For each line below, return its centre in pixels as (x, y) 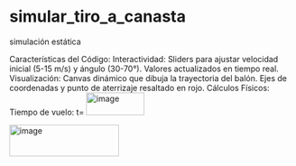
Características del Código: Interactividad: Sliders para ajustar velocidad (144, 59)
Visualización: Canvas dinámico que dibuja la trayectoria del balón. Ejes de (148, 78)
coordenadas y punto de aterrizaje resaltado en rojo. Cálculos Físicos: (139, 88)
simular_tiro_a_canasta (98, 17)
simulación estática (45, 41)
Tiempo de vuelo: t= (47, 112)
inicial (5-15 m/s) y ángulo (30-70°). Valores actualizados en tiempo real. (144, 69)
